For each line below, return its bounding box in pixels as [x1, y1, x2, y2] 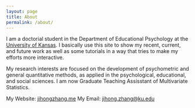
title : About [6, 14, 38, 20]
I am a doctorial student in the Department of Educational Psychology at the [6, 36, 189, 43]
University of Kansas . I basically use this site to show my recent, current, [6, 41, 181, 48]
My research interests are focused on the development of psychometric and [6, 65, 190, 72]
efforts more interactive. [6, 54, 64, 61]
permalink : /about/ [6, 19, 54, 25]
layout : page [6, 8, 38, 15]
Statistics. [6, 84, 30, 91]
